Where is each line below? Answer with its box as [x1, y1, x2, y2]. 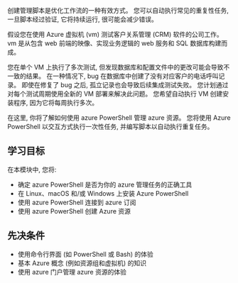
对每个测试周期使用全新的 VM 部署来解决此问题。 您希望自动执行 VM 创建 [7, 89, 223, 98]
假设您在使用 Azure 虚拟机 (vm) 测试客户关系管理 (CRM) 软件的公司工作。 [7, 30, 223, 38]
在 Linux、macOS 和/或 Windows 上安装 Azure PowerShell [17, 189, 189, 197]
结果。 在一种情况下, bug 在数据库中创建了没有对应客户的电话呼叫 [26, 72, 219, 80]
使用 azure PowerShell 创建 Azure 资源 [17, 206, 131, 215]
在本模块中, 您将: [7, 165, 57, 174]
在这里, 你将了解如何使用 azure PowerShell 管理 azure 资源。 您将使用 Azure [7, 113, 231, 122]
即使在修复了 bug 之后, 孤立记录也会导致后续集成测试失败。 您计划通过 [21, 81, 229, 89]
